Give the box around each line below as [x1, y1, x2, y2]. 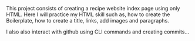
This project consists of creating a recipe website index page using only [6, 5, 180, 12]
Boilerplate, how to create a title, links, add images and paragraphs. [6, 17, 169, 24]
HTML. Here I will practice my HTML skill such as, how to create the [6, 11, 170, 18]
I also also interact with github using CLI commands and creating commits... [6, 28, 190, 35]
